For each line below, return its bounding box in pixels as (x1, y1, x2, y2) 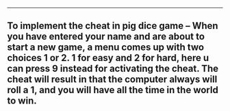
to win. (7, 95, 37, 107)
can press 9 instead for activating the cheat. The (7, 63, 219, 75)
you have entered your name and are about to (7, 31, 205, 42)
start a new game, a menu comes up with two (7, 42, 204, 53)
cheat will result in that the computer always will (7, 73, 218, 86)
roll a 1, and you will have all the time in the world (7, 84, 219, 96)
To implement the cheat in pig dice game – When (7, 20, 218, 32)
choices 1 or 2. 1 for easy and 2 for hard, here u (7, 52, 209, 64)
